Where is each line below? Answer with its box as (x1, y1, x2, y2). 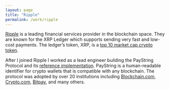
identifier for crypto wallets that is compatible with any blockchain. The (5, 68, 155, 74)
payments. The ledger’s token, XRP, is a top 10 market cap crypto (15, 42, 153, 48)
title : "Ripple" (5, 12, 40, 17)
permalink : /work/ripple (5, 17, 58, 22)
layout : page (5, 7, 33, 13)
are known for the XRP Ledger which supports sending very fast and (5, 36, 150, 42)
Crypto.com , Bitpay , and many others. (5, 79, 85, 85)
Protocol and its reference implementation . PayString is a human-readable (5, 62, 161, 69)
